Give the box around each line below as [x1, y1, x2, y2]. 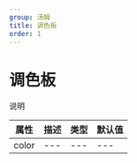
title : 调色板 [9, 21, 57, 30]
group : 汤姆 [9, 12, 50, 22]
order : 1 [9, 29, 42, 38]
